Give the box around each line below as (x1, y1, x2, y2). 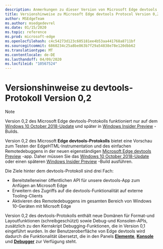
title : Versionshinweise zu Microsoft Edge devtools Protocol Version (5, 12, 151, 17)
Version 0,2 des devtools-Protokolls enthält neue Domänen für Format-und (5, 213, 155, 219)
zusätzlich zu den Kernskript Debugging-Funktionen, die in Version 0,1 (5, 223, 146, 229)
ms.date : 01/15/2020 (5, 25, 47, 30)
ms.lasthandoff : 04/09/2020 (5, 57, 62, 62)
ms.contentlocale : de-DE (5, 52, 55, 57)
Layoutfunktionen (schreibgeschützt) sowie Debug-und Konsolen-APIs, (5, 218, 148, 224)
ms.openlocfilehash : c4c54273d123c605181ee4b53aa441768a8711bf (5, 39, 136, 44)
